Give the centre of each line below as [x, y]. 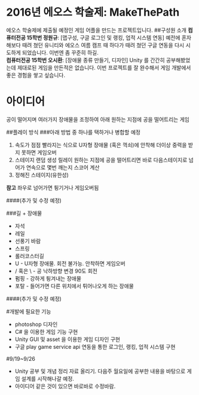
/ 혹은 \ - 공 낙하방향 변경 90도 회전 [56, 271]
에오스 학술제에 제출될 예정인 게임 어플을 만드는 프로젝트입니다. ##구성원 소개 [97, 30]
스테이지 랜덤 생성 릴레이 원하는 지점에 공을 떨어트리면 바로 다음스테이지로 [101, 160]
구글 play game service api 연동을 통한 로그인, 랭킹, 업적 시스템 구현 [95, 346]
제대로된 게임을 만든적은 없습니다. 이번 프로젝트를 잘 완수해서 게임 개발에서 [104, 67]
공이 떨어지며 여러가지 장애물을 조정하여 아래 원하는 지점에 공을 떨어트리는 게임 [98, 119]
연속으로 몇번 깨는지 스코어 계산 [63, 167]
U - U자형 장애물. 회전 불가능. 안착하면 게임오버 [70, 263]
